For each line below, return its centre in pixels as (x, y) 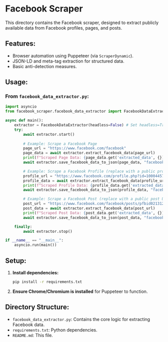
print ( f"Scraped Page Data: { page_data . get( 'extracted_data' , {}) (94, 158)
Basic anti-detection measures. (44, 66)
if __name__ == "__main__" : (34, 240)
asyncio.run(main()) (35, 245)
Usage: (17, 82)
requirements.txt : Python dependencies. (55, 330)
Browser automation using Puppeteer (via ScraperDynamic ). (73, 56)
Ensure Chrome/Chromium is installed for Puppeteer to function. (80, 291)
